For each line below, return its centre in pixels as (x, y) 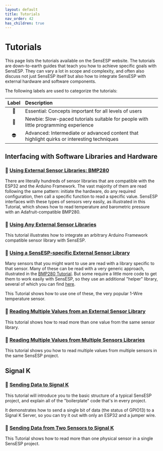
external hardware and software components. (51, 81)
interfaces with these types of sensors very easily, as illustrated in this (75, 201)
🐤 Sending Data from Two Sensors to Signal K (59, 428)
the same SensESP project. (32, 356)
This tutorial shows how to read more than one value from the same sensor (80, 322)
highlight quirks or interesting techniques (72, 139)
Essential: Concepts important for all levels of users (83, 111)
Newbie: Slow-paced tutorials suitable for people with (87, 119)
